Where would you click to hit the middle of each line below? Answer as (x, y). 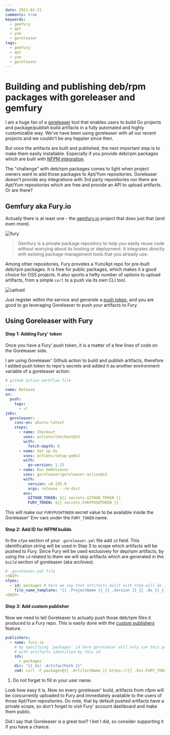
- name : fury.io (27, 642)
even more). (18, 224)
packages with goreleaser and (70, 97)
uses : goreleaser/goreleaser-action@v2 (66, 475)
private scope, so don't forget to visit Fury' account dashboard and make (81, 706)
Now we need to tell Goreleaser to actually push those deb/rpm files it (78, 618)
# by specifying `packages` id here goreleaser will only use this (87, 647)
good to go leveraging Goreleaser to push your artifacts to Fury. (72, 305)
